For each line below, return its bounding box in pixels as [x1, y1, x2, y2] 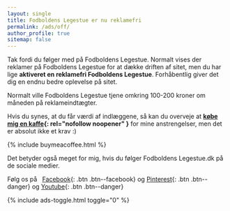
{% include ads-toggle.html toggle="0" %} [7, 196, 130, 205]
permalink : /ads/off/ [7, 23, 70, 30]
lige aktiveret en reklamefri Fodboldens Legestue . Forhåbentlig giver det [7, 71, 219, 79]
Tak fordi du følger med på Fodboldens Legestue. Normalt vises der [7, 55, 202, 64]
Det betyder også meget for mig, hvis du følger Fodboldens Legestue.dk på [7, 154, 224, 163]
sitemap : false [7, 36, 52, 43]
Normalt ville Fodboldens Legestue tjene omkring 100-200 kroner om [7, 92, 206, 100]
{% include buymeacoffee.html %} [7, 140, 107, 149]
